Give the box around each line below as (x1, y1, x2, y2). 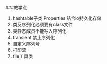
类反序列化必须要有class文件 (12, 22, 73, 27)
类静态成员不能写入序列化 (12, 28, 67, 34)
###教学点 (5, 5, 28, 10)
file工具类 (12, 53, 33, 59)
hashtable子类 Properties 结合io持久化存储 (12, 15, 102, 21)
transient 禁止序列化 (12, 35, 55, 40)
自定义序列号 (12, 41, 40, 47)
